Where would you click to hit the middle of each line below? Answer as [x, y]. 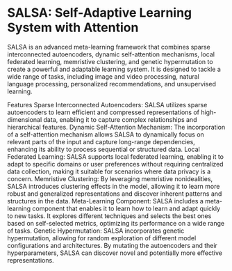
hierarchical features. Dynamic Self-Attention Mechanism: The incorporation [116, 127]
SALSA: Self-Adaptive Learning [100, 13]
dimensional [25, 119]
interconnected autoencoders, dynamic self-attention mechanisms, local [111, 54]
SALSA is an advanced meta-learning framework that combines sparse [109, 47]
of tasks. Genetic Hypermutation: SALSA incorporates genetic [96, 231]
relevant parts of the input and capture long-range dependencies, [101, 141]
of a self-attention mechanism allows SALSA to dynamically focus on [106, 134]
